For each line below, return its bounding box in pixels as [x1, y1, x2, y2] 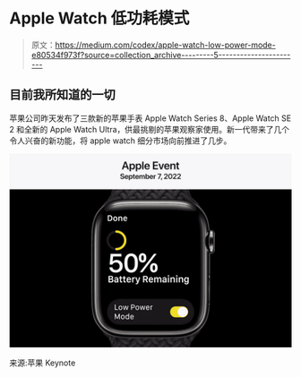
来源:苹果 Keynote [9, 357, 76, 368]
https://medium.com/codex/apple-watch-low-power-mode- [55, 39, 276, 50]
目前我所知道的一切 [9, 87, 116, 103]
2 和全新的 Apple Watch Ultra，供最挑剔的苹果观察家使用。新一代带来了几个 [9, 124, 290, 134]
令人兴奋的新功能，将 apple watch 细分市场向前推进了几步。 [9, 135, 232, 146]
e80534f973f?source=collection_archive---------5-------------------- [30, 49, 291, 60]
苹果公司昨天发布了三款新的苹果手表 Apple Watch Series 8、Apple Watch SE [9, 113, 292, 124]
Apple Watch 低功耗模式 [9, 8, 190, 29]
